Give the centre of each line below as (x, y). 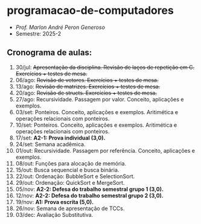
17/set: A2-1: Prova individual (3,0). (60, 138)
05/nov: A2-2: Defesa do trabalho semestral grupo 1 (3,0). (89, 189)
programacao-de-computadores (90, 11)
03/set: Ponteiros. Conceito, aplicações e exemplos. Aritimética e (97, 112)
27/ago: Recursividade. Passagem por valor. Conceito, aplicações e (100, 99)
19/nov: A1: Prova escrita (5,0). (55, 202)
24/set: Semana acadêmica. (50, 144)
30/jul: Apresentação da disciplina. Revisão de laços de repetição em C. (105, 67)
